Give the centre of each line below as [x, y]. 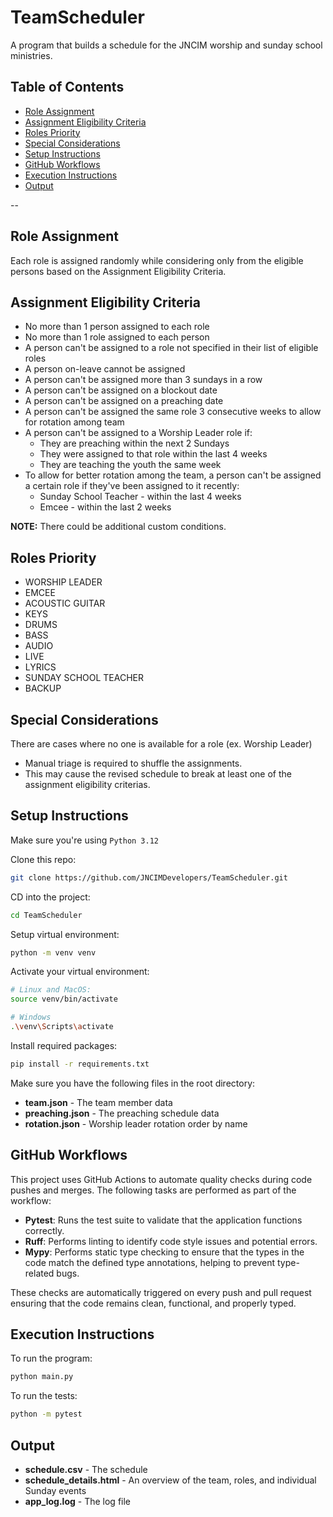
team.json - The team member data [98, 1102]
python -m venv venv [53, 952]
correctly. [44, 1230]
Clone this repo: [43, 859]
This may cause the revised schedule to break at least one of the [158, 774]
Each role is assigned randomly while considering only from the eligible [157, 260]
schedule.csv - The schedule [86, 1469]
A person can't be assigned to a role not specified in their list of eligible [171, 348]
